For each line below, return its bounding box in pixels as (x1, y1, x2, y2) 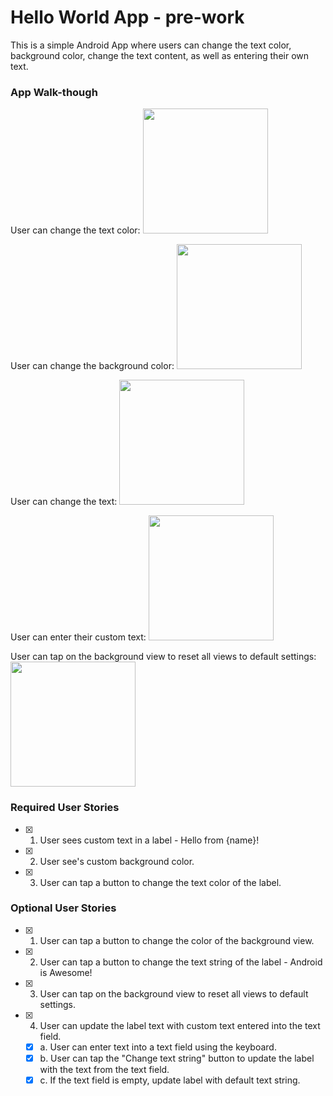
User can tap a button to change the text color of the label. (39, 876, 282, 888)
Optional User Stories (10, 901, 117, 915)
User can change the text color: (10, 224, 141, 236)
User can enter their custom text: (10, 631, 147, 643)
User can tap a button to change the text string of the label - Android (39, 956, 323, 968)
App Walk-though (10, 85, 98, 99)
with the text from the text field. (39, 1063, 170, 1075)
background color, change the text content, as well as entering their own (10, 49, 310, 61)
